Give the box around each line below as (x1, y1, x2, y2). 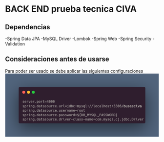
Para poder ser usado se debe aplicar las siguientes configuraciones (5, 68, 143, 74)
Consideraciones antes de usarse (5, 55, 109, 63)
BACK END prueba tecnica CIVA (5, 3, 137, 15)
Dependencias (5, 23, 50, 31)
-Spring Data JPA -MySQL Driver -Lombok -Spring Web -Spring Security (5, 36, 152, 41)
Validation (5, 41, 25, 47)
